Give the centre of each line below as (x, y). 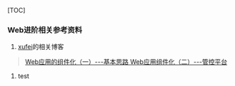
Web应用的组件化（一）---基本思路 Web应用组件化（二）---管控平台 (126, 62)
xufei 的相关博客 (41, 47)
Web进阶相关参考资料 (45, 30)
